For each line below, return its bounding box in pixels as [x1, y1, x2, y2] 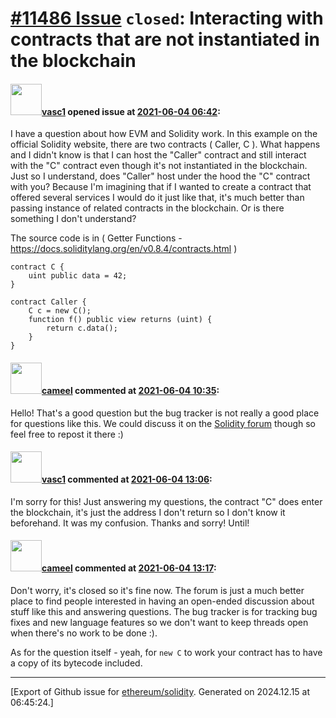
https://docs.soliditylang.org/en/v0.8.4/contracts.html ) [10, 243, 238, 255]
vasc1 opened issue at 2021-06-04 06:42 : [41, 105, 221, 117]
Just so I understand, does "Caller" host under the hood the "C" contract [10, 170, 311, 182]
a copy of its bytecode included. [10, 657, 143, 669]
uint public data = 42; [28, 271, 128, 281]
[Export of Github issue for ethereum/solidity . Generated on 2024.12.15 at [10, 686, 311, 697]
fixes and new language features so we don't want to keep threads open [10, 617, 309, 628]
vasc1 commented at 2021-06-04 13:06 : [41, 473, 213, 486]
